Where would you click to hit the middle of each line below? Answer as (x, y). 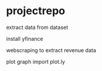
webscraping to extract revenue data (51, 50)
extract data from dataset (37, 27)
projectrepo (36, 11)
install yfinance (25, 38)
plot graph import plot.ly (36, 62)
